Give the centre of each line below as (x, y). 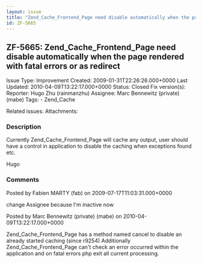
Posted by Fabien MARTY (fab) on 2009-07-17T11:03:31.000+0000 (89, 193)
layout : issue (24, 12)
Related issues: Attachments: (42, 111)
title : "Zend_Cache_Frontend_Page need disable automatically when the (98, 17)
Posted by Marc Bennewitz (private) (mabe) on (64, 216)
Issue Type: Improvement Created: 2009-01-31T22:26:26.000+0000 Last (97, 80)
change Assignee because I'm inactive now (60, 204)
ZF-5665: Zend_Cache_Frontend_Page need (91, 47)
